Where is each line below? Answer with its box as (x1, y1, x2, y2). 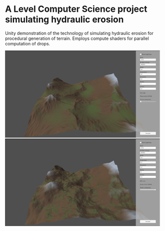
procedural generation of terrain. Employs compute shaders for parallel (5, 35, 149, 41)
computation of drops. (5, 40, 51, 46)
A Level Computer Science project (5, 3, 147, 15)
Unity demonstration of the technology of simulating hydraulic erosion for (5, 30, 154, 36)
